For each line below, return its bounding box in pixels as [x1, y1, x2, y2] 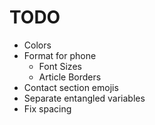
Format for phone [23, 49, 97, 61]
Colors [23, 39, 52, 51]
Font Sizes [38, 60, 82, 72]
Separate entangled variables [23, 92, 146, 104]
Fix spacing [23, 102, 72, 115]
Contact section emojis [23, 81, 119, 93]
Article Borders [38, 71, 102, 83]
